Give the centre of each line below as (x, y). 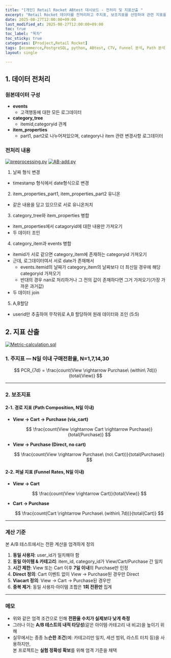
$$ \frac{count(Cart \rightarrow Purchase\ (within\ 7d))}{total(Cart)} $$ (89, 513)
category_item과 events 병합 (42, 244)
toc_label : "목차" (24, 34)
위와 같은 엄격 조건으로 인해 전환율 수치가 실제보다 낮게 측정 (71, 618)
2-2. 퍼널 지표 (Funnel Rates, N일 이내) (45, 472)
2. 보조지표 (18, 394)
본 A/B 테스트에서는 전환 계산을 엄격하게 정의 (50, 544)
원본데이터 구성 (23, 95)
